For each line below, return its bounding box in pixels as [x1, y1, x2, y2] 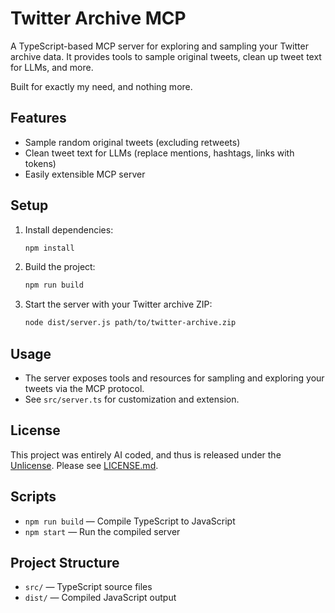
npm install [24, 243, 75, 253]
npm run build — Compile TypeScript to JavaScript [24, 515, 236, 527]
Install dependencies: [24, 223, 114, 236]
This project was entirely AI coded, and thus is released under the [10, 448, 282, 461]
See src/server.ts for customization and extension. [24, 393, 240, 405]
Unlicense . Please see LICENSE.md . [10, 459, 159, 471]
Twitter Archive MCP [10, 7, 187, 30]
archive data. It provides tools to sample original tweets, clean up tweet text [10, 50, 322, 62]
